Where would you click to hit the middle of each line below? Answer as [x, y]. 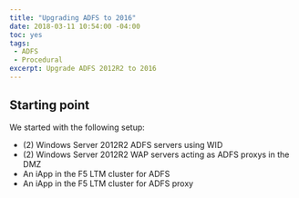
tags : [20, 43]
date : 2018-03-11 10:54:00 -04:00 [75, 26]
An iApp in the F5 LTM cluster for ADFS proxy [108, 183]
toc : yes [26, 35]
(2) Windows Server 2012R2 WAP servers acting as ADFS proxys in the [156, 154]
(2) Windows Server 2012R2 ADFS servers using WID [123, 144]
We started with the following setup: [77, 127]
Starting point [49, 105]
